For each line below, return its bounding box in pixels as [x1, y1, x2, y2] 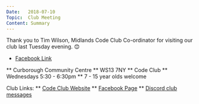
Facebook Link [15, 55, 52, 62]
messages [6, 91, 32, 99]
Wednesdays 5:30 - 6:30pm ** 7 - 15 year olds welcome [6, 73, 147, 80]
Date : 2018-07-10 [6, 8, 56, 15]
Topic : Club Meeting [6, 15, 61, 21]
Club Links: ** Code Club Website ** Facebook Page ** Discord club [6, 85, 177, 92]
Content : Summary [6, 20, 50, 26]
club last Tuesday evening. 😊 [6, 43, 80, 50]
